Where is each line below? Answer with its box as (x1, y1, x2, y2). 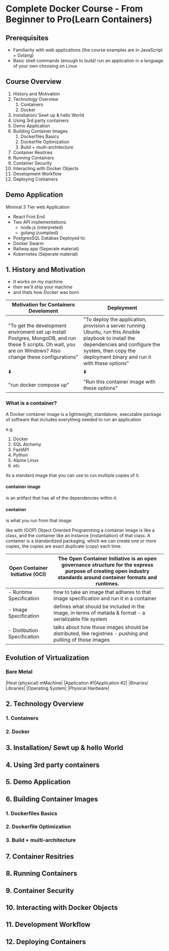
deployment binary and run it (83, 354, 151, 361)
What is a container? (6, 400, 57, 407)
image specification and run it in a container (53, 595, 157, 602)
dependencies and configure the (83, 341, 160, 348)
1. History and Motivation (6, 265, 86, 274)
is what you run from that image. (6, 518, 73, 524)
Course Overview (6, 77, 62, 86)
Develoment (29, 307, 58, 314)
